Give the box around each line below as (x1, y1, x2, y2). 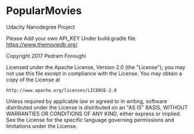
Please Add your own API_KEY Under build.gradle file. (6, 35, 137, 42)
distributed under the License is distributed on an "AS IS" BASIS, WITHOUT (6, 104, 188, 111)
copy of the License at (6, 76, 61, 83)
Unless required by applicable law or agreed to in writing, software (6, 98, 168, 105)
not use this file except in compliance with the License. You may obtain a (6, 70, 182, 77)
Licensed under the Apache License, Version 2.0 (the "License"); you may (6, 63, 186, 71)
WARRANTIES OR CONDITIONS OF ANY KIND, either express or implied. (6, 110, 181, 117)
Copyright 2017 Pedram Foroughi (6, 52, 86, 59)
